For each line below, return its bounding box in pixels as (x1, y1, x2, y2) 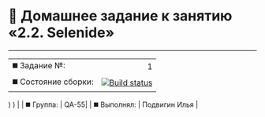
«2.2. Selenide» (8, 24, 115, 42)
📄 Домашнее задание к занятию (8, 7, 233, 25)
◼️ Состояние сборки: (12, 76, 94, 87)
